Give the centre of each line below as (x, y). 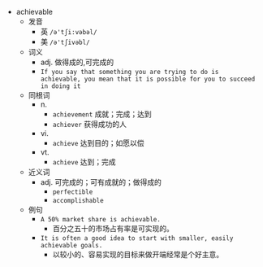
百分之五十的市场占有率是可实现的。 (113, 228)
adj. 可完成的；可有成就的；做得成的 (101, 182)
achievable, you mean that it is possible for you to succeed (148, 79)
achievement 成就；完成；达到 (102, 114)
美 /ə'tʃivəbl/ (65, 42)
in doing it (60, 86)
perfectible (73, 192)
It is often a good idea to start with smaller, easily (137, 239)
